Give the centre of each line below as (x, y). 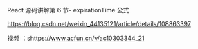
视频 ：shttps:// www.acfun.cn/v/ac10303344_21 (76, 38)
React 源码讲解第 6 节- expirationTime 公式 (68, 10)
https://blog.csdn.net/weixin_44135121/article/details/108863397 (99, 24)
